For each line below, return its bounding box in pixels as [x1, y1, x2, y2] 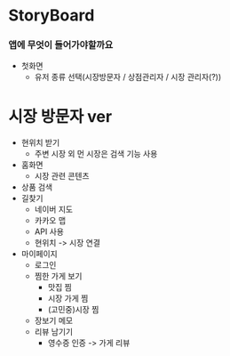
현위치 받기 [20, 137, 60, 148]
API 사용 [34, 226, 64, 237]
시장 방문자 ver [8, 106, 113, 126]
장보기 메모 [34, 315, 73, 326]
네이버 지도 [34, 204, 73, 214]
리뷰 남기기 [34, 327, 73, 337]
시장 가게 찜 [47, 293, 89, 303]
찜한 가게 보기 [34, 271, 83, 281]
